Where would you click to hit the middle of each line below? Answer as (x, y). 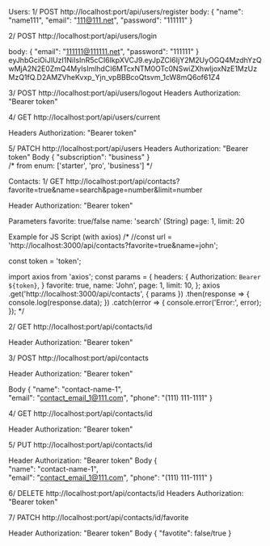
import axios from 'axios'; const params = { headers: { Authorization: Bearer (135, 277)
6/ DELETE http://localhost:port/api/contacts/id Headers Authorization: (126, 493)
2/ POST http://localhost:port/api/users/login (83, 36)
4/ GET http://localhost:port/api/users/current (84, 117)
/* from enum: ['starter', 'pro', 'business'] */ (80, 166)
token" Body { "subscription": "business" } (79, 157)
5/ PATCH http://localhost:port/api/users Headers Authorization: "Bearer (129, 148)
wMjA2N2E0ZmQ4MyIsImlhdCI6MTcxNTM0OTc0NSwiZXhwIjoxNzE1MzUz (133, 69)
